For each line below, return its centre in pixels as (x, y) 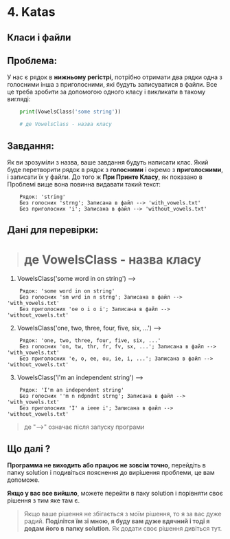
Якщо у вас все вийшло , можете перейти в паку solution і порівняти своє (115, 494)
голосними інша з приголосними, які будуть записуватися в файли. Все (112, 85)
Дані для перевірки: (53, 230)
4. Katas (31, 12)
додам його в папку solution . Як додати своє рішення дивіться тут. (123, 529)
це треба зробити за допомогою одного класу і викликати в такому (106, 92)
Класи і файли (39, 38)
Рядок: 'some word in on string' (67, 291)
